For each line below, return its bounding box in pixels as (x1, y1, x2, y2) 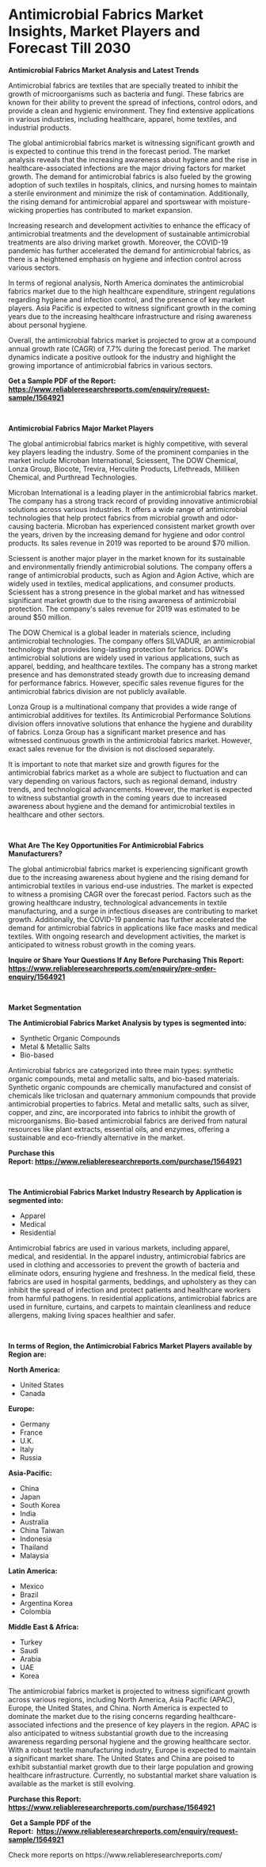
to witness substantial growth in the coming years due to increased (8, 793, 227, 803)
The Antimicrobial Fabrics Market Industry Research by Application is (8, 1187, 242, 1197)
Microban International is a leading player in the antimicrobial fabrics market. (8, 488, 258, 497)
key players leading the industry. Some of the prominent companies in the (8, 447, 249, 457)
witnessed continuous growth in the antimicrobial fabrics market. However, (8, 735, 253, 745)
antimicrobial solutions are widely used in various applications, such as (8, 653, 240, 662)
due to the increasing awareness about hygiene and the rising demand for (8, 872, 249, 882)
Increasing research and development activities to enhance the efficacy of (8, 220, 251, 230)
